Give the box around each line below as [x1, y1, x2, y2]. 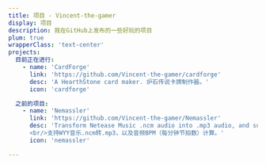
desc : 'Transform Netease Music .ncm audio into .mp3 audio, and [28, 122, 249, 130]
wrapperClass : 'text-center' [8, 41, 104, 49]
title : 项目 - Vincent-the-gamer [8, 11, 116, 20]
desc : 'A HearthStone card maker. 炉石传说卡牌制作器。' [28, 78, 210, 86]
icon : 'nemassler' [28, 136, 90, 144]
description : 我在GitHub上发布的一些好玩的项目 [8, 26, 153, 34]
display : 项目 [8, 19, 53, 27]
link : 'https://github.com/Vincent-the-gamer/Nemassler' [28, 114, 222, 123]
